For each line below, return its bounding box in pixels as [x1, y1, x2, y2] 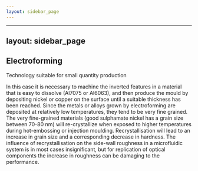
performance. [6, 158, 39, 165]
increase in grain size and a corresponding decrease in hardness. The [6, 133, 176, 140]
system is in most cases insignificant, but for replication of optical [6, 146, 166, 153]
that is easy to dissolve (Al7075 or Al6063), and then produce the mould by [6, 89, 189, 96]
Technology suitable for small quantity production [6, 71, 127, 78]
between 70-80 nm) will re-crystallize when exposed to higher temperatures [6, 120, 192, 127]
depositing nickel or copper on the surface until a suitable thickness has [6, 96, 181, 103]
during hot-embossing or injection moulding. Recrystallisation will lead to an [6, 127, 190, 134]
